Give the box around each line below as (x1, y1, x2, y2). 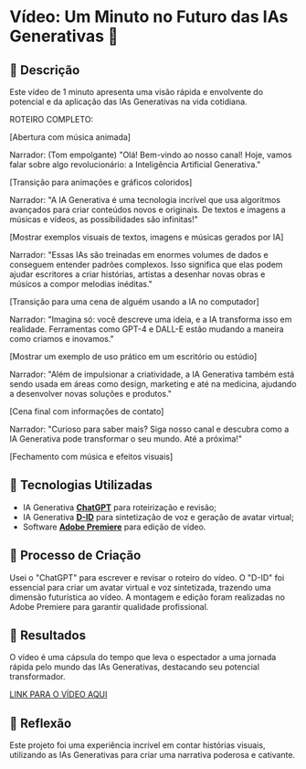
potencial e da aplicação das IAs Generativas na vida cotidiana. (9, 96, 248, 107)
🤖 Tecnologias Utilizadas (9, 477, 153, 493)
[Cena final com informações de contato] (9, 406, 164, 417)
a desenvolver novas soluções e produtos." (9, 389, 172, 399)
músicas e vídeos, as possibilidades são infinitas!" (9, 214, 198, 225)
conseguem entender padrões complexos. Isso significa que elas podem (9, 259, 283, 270)
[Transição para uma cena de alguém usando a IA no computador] (9, 296, 260, 307)
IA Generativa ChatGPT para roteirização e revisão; (22, 501, 217, 513)
